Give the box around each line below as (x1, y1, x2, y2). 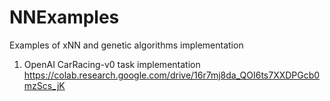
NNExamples (9, 6, 120, 29)
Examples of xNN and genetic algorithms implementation (9, 39, 244, 51)
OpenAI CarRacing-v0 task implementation (23, 58, 201, 70)
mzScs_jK (23, 79, 66, 91)
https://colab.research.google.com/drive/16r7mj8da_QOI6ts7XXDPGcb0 (23, 69, 321, 81)
